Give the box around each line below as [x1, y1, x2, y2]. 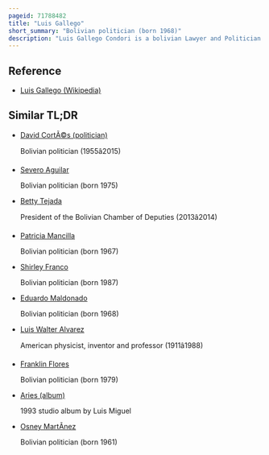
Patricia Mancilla [19, 230, 75, 240]
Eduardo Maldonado [19, 293, 88, 303]
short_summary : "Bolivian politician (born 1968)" [8, 27, 182, 35]
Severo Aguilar [19, 164, 70, 174]
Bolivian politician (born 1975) [19, 180, 118, 190]
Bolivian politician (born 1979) [19, 374, 119, 384]
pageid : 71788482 [8, 11, 67, 20]
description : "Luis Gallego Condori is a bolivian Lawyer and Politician [8, 34, 262, 43]
